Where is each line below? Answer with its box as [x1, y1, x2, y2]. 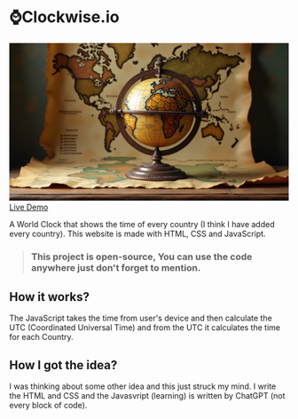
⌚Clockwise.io [9, 7, 120, 28]
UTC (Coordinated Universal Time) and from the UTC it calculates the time [9, 322, 281, 333]
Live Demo [9, 202, 49, 213]
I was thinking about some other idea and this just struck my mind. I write [9, 381, 277, 391]
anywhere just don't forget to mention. [30, 262, 201, 274]
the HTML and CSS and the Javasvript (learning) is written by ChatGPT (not [9, 390, 286, 400]
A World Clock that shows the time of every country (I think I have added [9, 219, 275, 230]
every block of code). [9, 399, 88, 410]
